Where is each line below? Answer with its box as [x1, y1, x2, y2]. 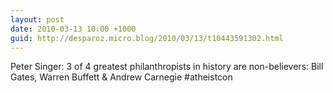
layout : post [10, 14, 65, 25]
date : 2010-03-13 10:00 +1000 [10, 24, 137, 34]
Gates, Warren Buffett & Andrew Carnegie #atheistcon [10, 71, 233, 83]
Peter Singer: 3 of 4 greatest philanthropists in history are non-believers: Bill [10, 61, 324, 73]
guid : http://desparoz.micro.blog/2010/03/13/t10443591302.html [10, 33, 284, 43]
